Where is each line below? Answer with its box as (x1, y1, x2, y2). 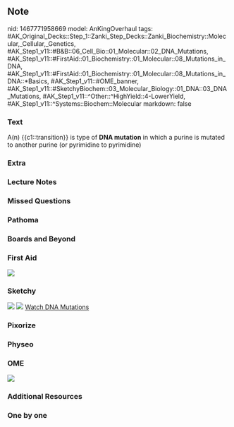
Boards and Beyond (7, 234, 76, 243)
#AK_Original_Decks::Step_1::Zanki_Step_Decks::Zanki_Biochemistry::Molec (7, 32, 227, 40)
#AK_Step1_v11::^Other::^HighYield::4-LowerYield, (42, 92, 185, 100)
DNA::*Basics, (7, 77, 49, 85)
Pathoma (7, 215, 39, 224)
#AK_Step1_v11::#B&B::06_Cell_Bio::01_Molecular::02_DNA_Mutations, (7, 47, 209, 55)
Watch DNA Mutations (24, 303, 90, 311)
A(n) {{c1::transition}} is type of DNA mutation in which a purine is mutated (7, 133, 226, 142)
